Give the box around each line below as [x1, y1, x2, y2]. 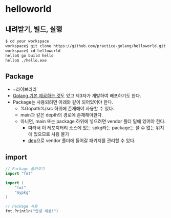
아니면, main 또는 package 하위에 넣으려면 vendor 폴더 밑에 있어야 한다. [20, 118, 166, 125]
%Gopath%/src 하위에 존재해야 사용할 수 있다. [20, 106, 114, 112]
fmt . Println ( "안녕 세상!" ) [5, 209, 59, 214]
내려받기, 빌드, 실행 [5, 25, 62, 33]
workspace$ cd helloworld [5, 48, 60, 53]
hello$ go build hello [5, 53, 54, 58]
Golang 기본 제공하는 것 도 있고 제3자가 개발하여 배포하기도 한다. [12, 93, 142, 99]
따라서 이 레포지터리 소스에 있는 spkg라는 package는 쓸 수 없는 [28, 125, 155, 131]
